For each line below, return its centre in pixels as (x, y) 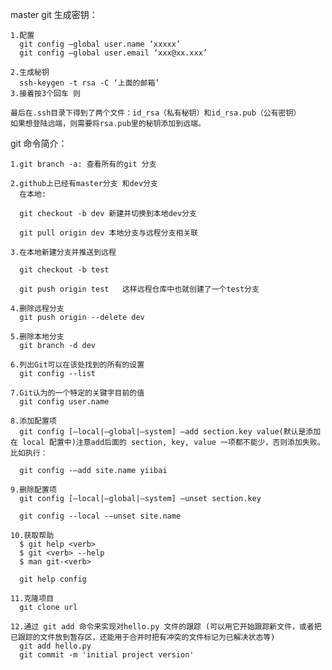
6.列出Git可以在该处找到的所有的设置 (77, 365)
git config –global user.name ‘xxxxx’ (100, 44)
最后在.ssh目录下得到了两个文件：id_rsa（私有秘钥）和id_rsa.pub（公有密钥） (156, 113)
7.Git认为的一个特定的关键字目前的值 (77, 393)
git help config (53, 579)
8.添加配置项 (33, 421)
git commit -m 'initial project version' (107, 655)
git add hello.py (55, 646)
